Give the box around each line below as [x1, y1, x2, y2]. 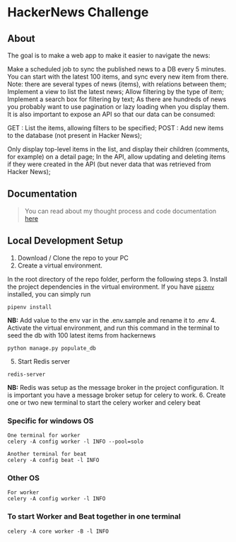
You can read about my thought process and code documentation [24, 207, 217, 215]
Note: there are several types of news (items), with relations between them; [7, 80, 228, 88]
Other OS [7, 473, 40, 483]
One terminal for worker [7, 432, 81, 439]
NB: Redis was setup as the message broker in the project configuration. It [7, 383, 225, 391]
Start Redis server [17, 357, 71, 365]
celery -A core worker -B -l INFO [7, 528, 110, 535]
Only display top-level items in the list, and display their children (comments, [7, 145, 230, 153]
